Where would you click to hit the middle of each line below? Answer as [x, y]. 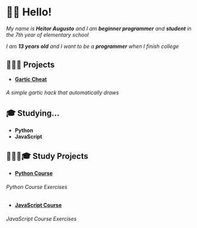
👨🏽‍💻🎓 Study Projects [47, 156]
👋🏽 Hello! [29, 12]
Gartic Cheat [31, 79]
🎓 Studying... [33, 113]
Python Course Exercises [37, 187]
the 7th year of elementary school [47, 34]
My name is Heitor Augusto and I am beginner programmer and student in [99, 28]
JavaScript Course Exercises [41, 219]
